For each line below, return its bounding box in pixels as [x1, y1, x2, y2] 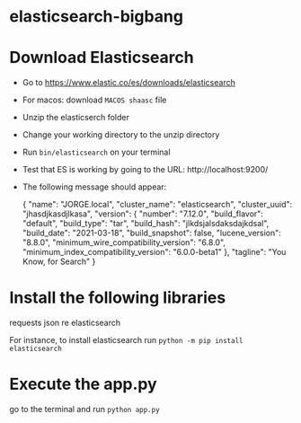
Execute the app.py [9, 375, 157, 394]
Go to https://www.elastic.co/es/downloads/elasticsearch [22, 77, 235, 88]
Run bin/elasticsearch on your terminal [22, 146, 171, 158]
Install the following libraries [9, 287, 226, 308]
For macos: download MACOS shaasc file [22, 94, 167, 105]
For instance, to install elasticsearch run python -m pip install [9, 335, 244, 346]
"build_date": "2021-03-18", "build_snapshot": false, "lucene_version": [22, 227, 281, 239]
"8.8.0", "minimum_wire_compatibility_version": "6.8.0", [22, 237, 226, 248]
